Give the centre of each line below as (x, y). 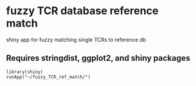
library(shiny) (25, 72)
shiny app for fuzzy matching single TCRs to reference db (76, 39)
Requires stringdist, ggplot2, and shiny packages (98, 58)
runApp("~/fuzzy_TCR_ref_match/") (49, 77)
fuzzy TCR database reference (82, 11)
